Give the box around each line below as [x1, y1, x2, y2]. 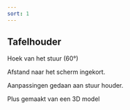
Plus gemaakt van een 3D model [7, 95, 100, 103]
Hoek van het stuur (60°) [7, 54, 79, 63]
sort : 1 [7, 10, 30, 17]
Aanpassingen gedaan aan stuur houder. [7, 81, 124, 90]
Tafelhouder [7, 36, 62, 48]
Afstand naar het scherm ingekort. [7, 68, 106, 77]
